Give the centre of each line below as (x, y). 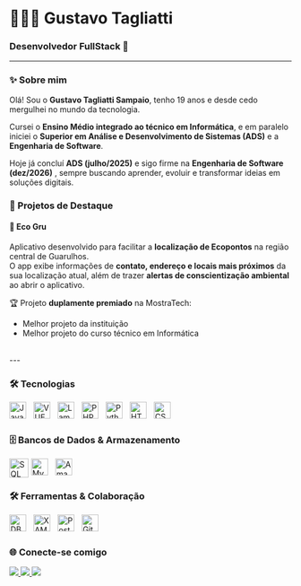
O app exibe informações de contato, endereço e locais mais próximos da (148, 266)
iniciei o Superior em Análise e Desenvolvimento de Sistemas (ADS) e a (144, 136)
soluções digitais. (42, 182)
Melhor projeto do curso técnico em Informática (111, 333)
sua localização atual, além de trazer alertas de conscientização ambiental (149, 275)
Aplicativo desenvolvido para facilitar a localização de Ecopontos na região (149, 247)
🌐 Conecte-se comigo (58, 552)
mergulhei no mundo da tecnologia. (75, 109)
